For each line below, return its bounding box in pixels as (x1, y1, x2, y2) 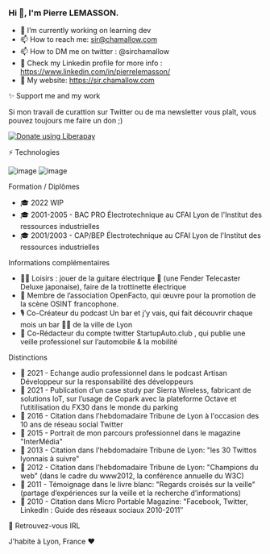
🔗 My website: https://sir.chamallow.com (19, 76, 155, 85)
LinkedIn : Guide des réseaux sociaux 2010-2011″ (19, 506, 184, 515)
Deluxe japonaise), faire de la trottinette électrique (19, 282, 187, 292)
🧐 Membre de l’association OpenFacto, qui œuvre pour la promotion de (19, 290, 256, 301)
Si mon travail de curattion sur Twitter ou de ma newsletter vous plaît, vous (8, 107, 256, 117)
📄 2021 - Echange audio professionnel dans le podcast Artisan (19, 369, 227, 378)
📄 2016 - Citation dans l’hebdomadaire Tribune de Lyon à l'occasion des (19, 411, 260, 421)
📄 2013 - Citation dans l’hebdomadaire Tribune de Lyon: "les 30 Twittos (19, 445, 257, 455)
